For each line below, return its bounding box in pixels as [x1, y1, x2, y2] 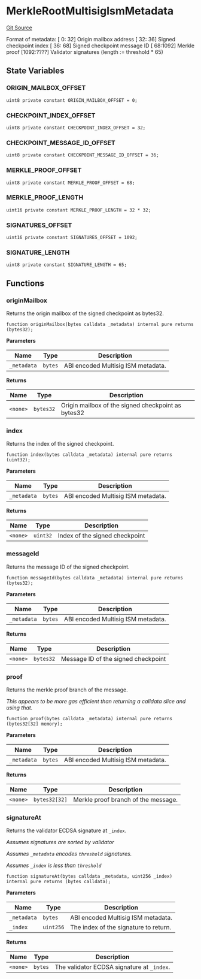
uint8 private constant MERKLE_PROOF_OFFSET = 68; [6, 180, 135, 186]
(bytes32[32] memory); [6, 721, 63, 727]
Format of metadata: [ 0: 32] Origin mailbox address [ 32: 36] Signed [6, 35, 175, 43]
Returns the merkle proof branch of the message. [6, 686, 128, 693]
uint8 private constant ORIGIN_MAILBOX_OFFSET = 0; [6, 97, 138, 103]
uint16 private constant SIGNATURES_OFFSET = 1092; [6, 235, 138, 241]
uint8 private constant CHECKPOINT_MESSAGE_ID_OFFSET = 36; [6, 152, 160, 158]
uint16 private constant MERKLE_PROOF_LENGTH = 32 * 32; [6, 207, 151, 213]
